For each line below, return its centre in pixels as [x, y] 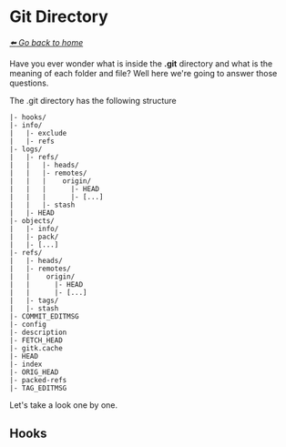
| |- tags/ [34, 300]
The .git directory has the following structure [93, 100]
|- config [28, 324]
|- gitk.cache [36, 348]
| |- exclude [38, 133]
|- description [38, 332]
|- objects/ [32, 220]
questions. [29, 83]
